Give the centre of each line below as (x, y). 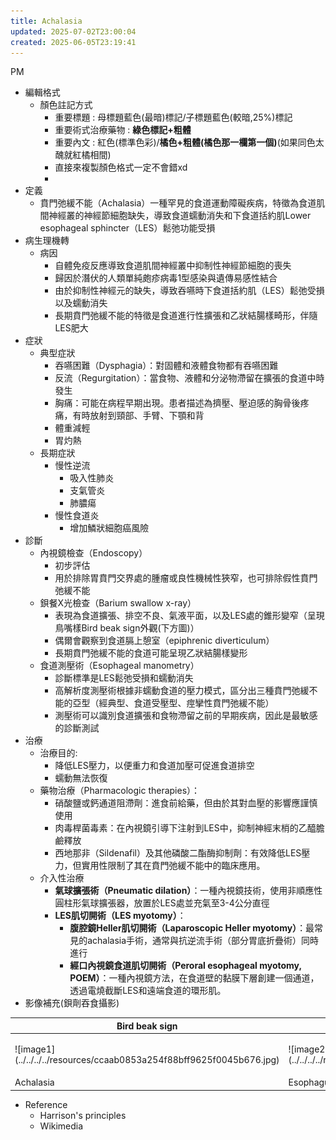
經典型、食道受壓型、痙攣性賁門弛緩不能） (186, 703)
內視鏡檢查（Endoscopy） (93, 553)
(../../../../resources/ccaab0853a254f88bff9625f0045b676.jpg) (147, 1060)
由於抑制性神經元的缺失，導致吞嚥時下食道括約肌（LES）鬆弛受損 (189, 291)
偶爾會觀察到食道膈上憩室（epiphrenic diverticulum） (164, 641)
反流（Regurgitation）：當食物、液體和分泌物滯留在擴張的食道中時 (189, 378)
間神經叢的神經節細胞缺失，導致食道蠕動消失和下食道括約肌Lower (175, 216)
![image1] (35, 1049)
